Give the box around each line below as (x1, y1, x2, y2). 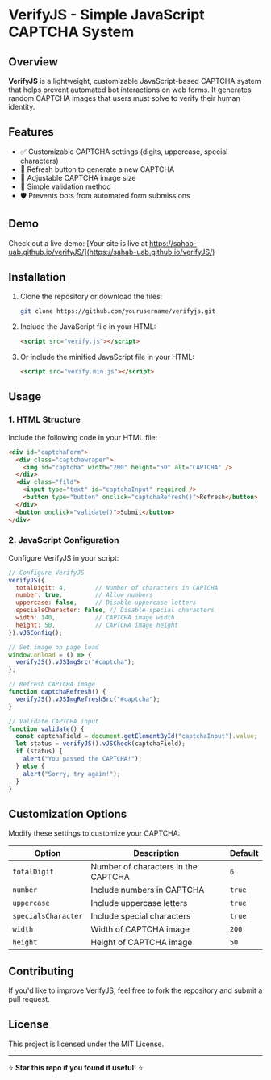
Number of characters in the (90, 861, 198, 873)
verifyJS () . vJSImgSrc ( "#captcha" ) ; (15, 658, 135, 666)
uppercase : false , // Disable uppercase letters (15, 598, 197, 607)
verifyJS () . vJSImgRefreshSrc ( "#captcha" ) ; (15, 695, 161, 703)
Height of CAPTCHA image (90, 937, 193, 949)
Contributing (8, 964, 74, 978)
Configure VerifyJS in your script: (8, 553, 119, 562)
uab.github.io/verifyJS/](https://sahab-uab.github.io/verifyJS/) (8, 247, 215, 256)
